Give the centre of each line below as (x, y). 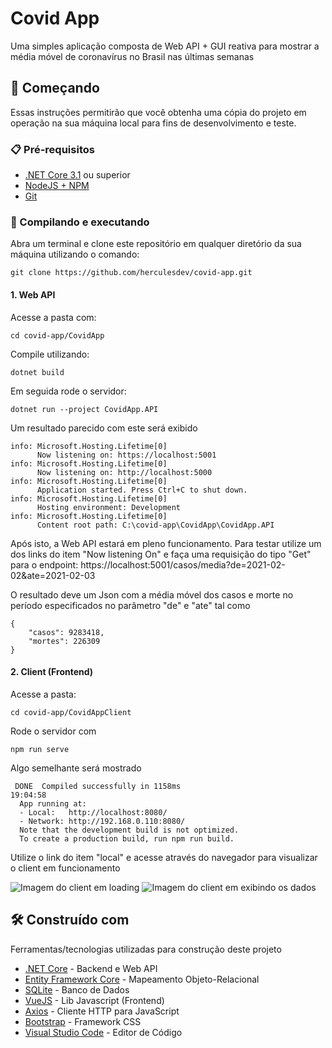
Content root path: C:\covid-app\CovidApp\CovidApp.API (155, 525)
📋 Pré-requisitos (52, 149)
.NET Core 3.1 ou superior (77, 175)
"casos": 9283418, (66, 632)
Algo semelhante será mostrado (76, 768)
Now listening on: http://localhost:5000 (124, 472)
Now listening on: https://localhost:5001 (126, 455)
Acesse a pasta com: (53, 317)
